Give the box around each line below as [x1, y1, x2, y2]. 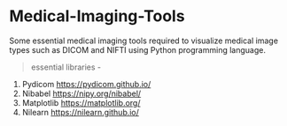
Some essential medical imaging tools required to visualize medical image [9, 35, 279, 46]
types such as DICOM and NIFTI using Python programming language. [9, 44, 266, 55]
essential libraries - [30, 62, 102, 72]
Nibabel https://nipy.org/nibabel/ [21, 88, 142, 99]
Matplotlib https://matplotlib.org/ [21, 97, 141, 107]
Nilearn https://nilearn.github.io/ [21, 107, 140, 117]
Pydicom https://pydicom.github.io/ [21, 78, 151, 89]
